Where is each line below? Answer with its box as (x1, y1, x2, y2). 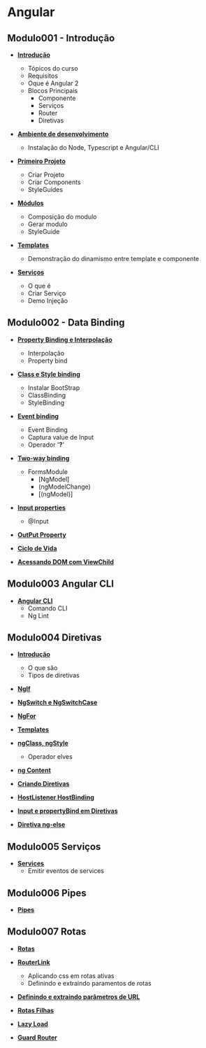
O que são (27, 664, 58, 672)
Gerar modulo (27, 220, 68, 228)
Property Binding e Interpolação (17, 335, 113, 344)
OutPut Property (17, 530, 66, 539)
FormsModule (27, 467, 68, 476)
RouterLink (17, 958, 50, 966)
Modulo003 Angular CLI (7, 578, 114, 590)
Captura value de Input (27, 433, 94, 441)
